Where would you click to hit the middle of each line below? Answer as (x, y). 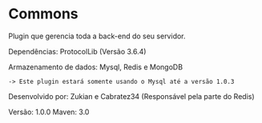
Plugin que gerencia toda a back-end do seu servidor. (97, 36)
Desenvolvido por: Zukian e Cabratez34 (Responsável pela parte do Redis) (131, 96)
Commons (43, 14)
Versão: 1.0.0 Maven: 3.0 (49, 112)
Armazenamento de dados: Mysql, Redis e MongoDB (95, 67)
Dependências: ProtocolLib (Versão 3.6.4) (77, 51)
